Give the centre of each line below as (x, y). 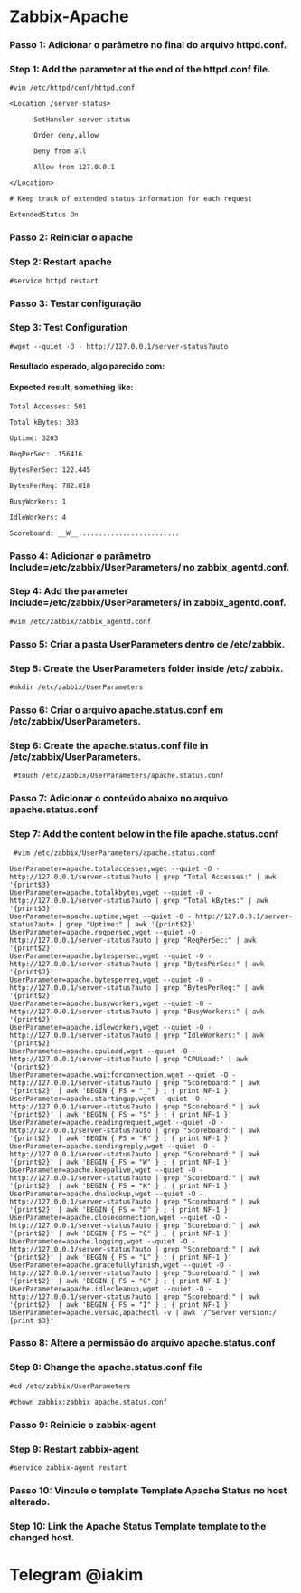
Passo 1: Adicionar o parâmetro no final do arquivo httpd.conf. (148, 45)
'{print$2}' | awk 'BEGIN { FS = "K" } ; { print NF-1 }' (121, 1185)
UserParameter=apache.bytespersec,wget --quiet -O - (111, 956)
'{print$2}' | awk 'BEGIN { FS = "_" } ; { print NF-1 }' (121, 1090)
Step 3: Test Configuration (69, 328)
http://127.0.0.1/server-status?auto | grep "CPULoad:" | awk (129, 1059)
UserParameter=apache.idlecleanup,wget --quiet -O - (111, 1289)
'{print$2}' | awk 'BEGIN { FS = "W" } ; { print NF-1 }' (121, 1162)
